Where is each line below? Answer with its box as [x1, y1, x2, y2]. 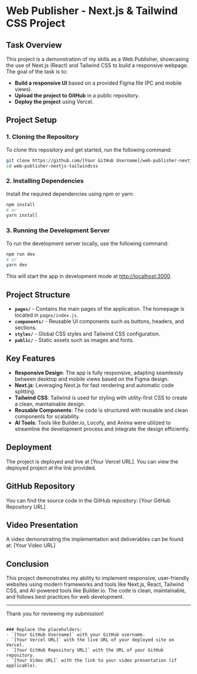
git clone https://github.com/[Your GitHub [6, 157, 114, 163]
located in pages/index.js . [14, 311, 79, 318]
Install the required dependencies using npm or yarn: [6, 190, 134, 197]
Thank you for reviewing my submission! [6, 610, 104, 618]
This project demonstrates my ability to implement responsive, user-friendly [6, 575, 189, 582]
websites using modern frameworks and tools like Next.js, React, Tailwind [6, 581, 184, 588]
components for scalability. [14, 413, 80, 420]
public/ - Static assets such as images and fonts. [14, 337, 134, 344]
